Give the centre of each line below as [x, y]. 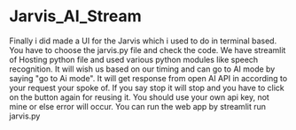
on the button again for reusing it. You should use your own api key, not [140, 97]
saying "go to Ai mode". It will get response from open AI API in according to [148, 78]
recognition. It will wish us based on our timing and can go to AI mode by [142, 69]
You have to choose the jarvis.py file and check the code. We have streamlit [148, 50]
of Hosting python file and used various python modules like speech [134, 59]
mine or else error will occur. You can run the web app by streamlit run [137, 106]
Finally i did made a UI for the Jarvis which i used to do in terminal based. [143, 41]
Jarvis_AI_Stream [75, 16]
